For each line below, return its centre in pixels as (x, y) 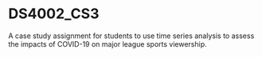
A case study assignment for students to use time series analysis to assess (131, 36)
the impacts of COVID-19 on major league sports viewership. (108, 44)
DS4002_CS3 (54, 14)
